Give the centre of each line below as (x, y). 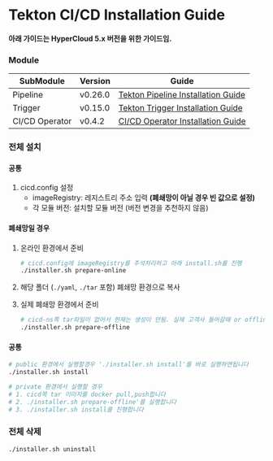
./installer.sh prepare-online (73, 271)
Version (95, 81)
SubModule (42, 81)
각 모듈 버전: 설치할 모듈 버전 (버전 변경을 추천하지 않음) (120, 208)
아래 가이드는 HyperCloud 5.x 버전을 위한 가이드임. (90, 38)
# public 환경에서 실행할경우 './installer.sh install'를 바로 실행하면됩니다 (129, 365)
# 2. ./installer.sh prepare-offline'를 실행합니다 (93, 402)
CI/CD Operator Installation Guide (182, 121)
